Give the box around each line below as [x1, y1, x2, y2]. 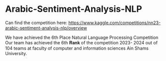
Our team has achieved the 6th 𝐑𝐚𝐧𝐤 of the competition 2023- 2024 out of [5, 39, 158, 45]
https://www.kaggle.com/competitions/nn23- [68, 20, 161, 26]
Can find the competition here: [5, 20, 68, 26]
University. [5, 50, 27, 56]
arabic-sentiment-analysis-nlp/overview [5, 25, 87, 30]
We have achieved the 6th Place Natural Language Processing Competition [5, 34, 159, 40]
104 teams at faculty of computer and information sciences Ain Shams [5, 45, 149, 51]
